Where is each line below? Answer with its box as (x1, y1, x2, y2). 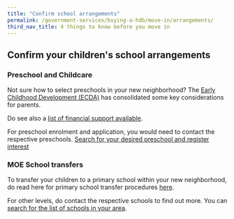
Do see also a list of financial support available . (7, 114, 143, 123)
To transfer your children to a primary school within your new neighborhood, (7, 176, 227, 184)
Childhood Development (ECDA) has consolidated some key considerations (7, 93, 224, 102)
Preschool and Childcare (7, 70, 93, 80)
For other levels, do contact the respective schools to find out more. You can (7, 197, 228, 205)
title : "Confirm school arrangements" (7, 10, 120, 17)
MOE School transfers (7, 160, 84, 169)
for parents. (7, 100, 41, 109)
